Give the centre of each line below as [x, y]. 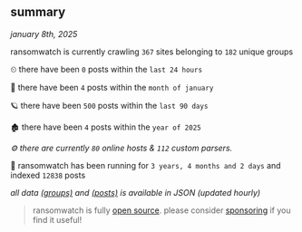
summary [38, 12]
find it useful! [57, 219]
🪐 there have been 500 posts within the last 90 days [109, 105]
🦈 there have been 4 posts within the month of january [112, 87]
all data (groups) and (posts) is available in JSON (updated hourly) [136, 192]
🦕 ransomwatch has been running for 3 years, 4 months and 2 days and [146, 165]
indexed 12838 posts [48, 175]
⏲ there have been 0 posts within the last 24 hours [107, 69]
